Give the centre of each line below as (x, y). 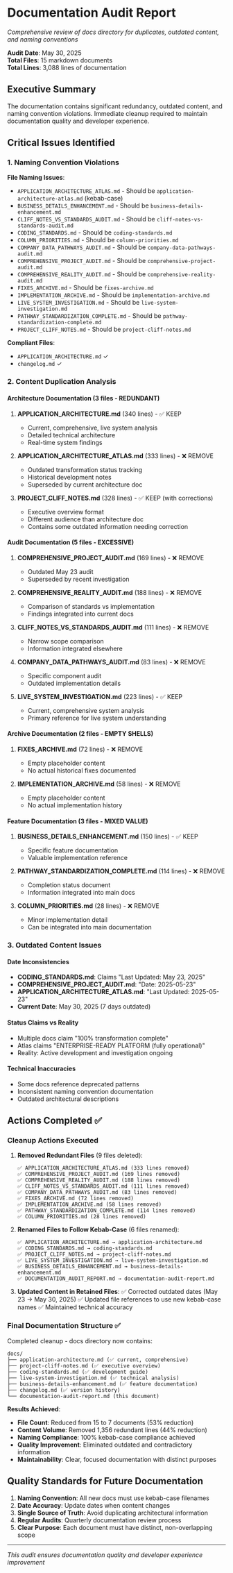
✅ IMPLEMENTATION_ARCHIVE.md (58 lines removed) (89, 1205)
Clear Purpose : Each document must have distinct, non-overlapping (115, 1527)
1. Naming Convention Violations (63, 162)
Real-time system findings (65, 442)
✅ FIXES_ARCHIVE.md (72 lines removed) (75, 1199)
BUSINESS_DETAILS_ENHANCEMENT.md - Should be (83, 205)
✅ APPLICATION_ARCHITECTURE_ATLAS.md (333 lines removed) (103, 1168)
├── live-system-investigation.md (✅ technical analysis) (93, 1378)
